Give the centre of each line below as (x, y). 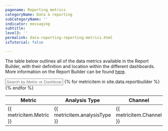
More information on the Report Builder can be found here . (65, 71)
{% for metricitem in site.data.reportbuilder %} (112, 81)
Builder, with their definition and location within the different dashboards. (80, 66)
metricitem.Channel (139, 114)
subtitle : (15, 28)
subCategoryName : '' (27, 19)
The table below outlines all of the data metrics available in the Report (77, 61)
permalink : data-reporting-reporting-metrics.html (59, 38)
